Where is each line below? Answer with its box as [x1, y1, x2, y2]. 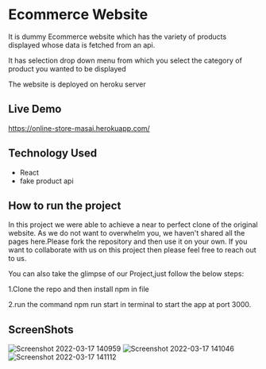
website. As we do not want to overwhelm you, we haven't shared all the [8, 229, 245, 238]
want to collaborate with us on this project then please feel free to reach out [8, 245, 256, 255]
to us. [8, 254, 27, 263]
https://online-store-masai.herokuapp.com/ [8, 123, 151, 133]
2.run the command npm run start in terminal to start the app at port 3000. [8, 300, 252, 309]
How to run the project [8, 198, 121, 212]
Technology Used [8, 147, 98, 160]
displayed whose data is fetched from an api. [8, 40, 156, 49]
